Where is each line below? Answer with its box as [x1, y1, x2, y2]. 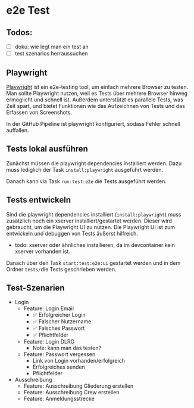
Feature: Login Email [23, 305, 74, 312]
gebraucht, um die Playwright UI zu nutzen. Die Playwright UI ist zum [6, 223, 176, 230]
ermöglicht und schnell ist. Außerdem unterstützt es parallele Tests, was [6, 96, 183, 103]
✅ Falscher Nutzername [32, 318, 92, 325]
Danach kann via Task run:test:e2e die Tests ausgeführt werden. [6, 177, 167, 185]
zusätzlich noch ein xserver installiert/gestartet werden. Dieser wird [6, 217, 173, 224]
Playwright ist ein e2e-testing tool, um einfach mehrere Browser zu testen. [6, 83, 189, 90]
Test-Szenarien [6, 283, 65, 293]
